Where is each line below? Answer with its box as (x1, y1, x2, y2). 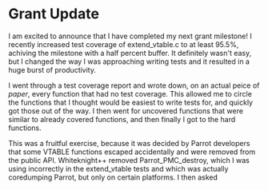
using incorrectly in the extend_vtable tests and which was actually (8, 164, 229, 173)
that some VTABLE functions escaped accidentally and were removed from (8, 147, 256, 156)
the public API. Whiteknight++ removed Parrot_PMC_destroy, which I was (8, 155, 250, 164)
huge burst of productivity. (8, 65, 97, 74)
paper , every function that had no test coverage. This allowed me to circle (8, 89, 252, 98)
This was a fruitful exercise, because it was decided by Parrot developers (8, 138, 250, 148)
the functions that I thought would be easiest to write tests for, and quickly (8, 97, 254, 107)
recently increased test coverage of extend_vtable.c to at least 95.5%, (8, 39, 239, 49)
